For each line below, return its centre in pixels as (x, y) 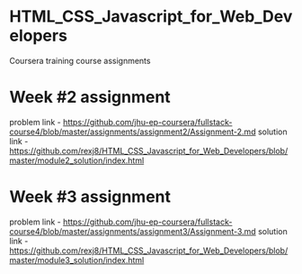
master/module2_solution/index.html (77, 160)
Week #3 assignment (90, 197)
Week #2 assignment (90, 97)
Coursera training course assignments (80, 60)
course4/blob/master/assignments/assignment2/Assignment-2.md (133, 132)
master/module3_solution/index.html (77, 260)
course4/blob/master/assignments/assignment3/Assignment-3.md (133, 231)
